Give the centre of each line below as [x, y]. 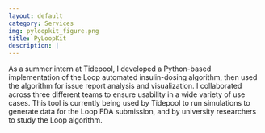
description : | [34, 46]
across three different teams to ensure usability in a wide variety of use [127, 94]
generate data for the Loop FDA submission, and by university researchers [132, 112]
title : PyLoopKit [38, 38]
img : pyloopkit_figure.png [54, 31]
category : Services [41, 23]
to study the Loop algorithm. [55, 120]
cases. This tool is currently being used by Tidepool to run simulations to [129, 103]
